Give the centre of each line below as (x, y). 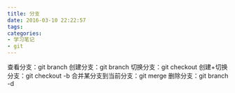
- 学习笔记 (21, 40)
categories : (25, 33)
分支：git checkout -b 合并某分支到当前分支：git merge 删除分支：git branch (118, 76)
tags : (15, 27)
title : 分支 (23, 14)
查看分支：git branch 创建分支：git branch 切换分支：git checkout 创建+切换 (117, 67)
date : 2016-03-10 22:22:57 (47, 20)
